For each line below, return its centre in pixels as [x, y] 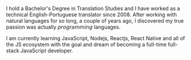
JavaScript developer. [46, 51]
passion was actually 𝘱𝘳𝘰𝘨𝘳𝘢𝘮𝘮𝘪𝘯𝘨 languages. [63, 27]
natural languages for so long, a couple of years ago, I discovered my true [95, 21]
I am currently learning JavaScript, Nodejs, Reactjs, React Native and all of [95, 38]
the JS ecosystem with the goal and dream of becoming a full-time [86, 44]
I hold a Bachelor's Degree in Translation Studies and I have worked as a [93, 8]
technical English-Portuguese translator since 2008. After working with [91, 15]
